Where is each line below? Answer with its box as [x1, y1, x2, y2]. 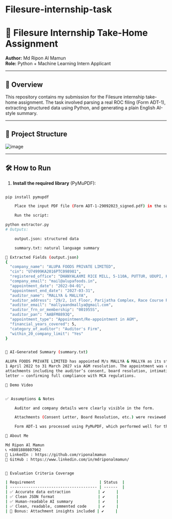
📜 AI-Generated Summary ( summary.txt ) [5, 350, 88, 355]
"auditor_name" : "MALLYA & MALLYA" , [10, 293, 88, 298]
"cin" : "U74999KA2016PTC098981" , [10, 269, 81, 274]
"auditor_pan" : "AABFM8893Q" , [10, 312, 74, 317]
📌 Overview [5, 80, 43, 89]
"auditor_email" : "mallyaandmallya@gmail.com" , [10, 302, 114, 307]
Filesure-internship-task [5, 4, 112, 15]
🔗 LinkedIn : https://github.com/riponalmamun [5, 452, 106, 457]
